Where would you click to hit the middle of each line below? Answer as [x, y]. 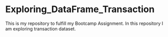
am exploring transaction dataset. [41, 28]
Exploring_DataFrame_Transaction [80, 9]
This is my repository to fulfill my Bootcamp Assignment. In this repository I [84, 23]
